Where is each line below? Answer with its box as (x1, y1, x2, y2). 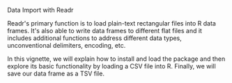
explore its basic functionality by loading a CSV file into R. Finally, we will (7, 62, 216, 70)
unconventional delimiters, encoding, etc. (7, 41, 126, 49)
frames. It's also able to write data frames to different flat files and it (7, 27, 202, 35)
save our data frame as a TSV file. (7, 69, 105, 77)
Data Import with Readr (7, 6, 74, 14)
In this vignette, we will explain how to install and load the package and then (7, 55, 226, 63)
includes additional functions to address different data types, (7, 34, 183, 42)
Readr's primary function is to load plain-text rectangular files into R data (7, 19, 216, 27)
